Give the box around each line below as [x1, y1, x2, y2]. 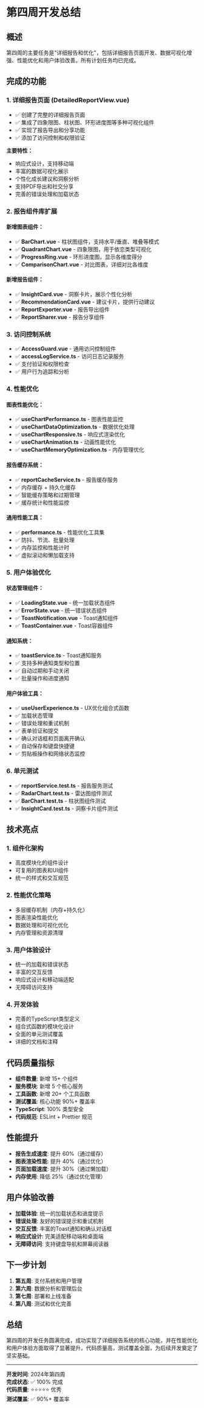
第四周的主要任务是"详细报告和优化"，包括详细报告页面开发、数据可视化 [6, 49, 187, 56]
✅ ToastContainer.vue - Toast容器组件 [15, 622, 114, 629]
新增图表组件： [6, 223, 44, 230]
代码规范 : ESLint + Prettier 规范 [15, 1113, 93, 1120]
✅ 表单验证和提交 [15, 727, 59, 734]
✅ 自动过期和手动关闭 [15, 667, 70, 674]
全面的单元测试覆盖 [15, 1031, 64, 1038]
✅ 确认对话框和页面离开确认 [15, 735, 86, 742]
